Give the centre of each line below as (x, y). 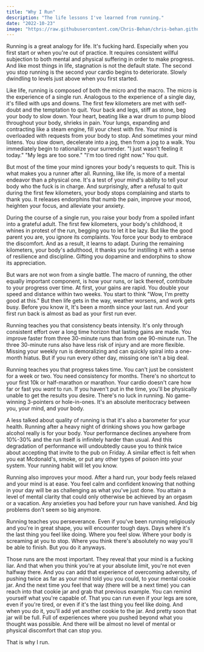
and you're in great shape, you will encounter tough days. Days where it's (98, 528)
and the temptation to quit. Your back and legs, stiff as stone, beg (104, 110)
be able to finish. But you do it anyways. (56, 547)
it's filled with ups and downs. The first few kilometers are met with (90, 104)
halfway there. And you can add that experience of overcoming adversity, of (102, 572)
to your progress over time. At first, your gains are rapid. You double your (98, 288)
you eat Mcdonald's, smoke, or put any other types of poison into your (94, 459)
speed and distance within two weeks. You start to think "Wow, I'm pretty (98, 294)
